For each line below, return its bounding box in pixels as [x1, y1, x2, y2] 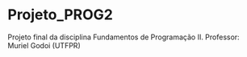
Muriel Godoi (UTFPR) [7, 40, 82, 50]
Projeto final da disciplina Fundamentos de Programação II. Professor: [7, 32, 240, 42]
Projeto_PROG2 [7, 6, 114, 24]
